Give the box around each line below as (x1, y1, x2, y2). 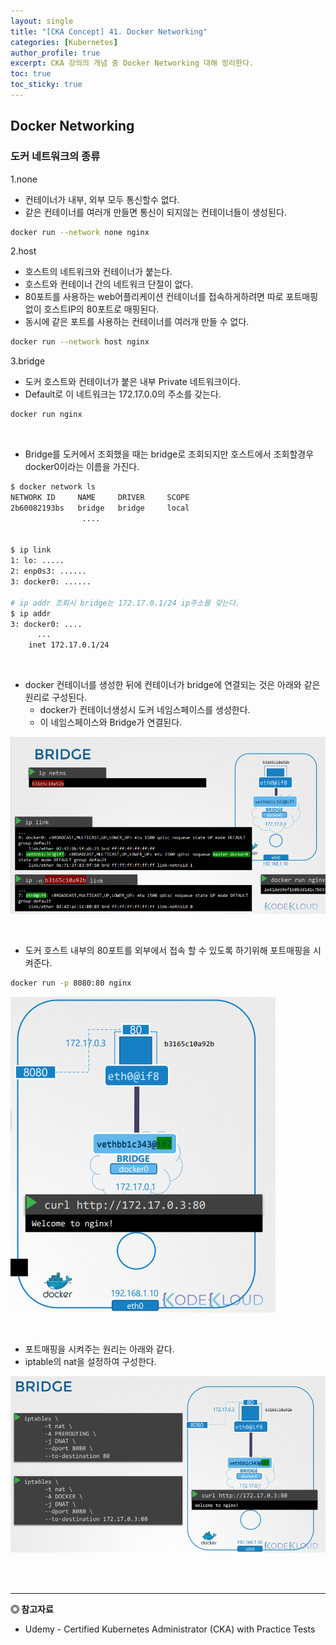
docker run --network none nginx (10, 227, 150, 237)
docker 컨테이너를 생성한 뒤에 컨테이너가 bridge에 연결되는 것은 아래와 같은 (24, 679, 321, 691)
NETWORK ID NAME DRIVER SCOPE (10, 493, 190, 503)
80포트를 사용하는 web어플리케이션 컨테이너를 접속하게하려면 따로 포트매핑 (24, 291, 319, 303)
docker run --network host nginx (10, 337, 150, 347)
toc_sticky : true (10, 80, 83, 90)
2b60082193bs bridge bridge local (10, 503, 190, 513)
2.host (10, 245, 37, 257)
